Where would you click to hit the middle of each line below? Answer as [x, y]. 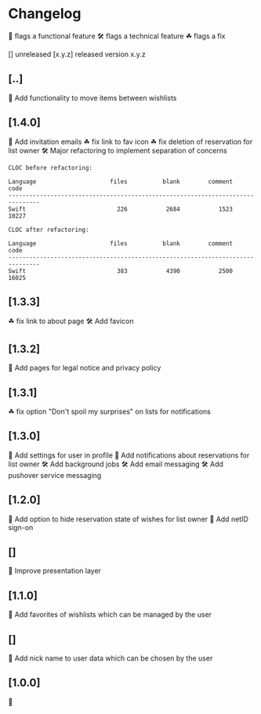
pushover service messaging [55, 475]
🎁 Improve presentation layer [55, 571]
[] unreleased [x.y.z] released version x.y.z [77, 54]
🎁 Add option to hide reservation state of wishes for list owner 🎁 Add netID [129, 519]
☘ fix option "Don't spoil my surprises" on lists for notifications [110, 411]
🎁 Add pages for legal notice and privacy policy [85, 368]
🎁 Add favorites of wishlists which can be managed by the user [110, 615]
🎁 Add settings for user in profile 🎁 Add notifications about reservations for [129, 455]
